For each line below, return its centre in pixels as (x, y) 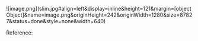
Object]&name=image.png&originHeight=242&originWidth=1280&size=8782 (99, 15)
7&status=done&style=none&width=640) (56, 21)
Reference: (20, 33)
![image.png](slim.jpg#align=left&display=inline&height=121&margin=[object (99, 9)
